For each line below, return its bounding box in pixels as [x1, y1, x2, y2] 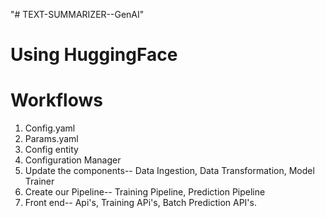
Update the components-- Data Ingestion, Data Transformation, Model [24, 165, 315, 177]
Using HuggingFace [10, 44, 178, 66]
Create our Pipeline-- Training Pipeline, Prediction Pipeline [24, 186, 266, 198]
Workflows [10, 89, 103, 112]
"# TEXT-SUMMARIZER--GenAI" [10, 9, 145, 20]
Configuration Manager [24, 154, 122, 166]
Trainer [24, 175, 55, 188]
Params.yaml [24, 133, 79, 145]
